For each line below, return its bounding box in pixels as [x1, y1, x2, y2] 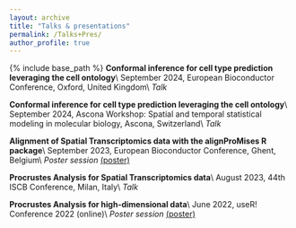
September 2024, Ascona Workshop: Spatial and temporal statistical [9, 109, 262, 119]
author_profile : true [9, 38, 91, 48]
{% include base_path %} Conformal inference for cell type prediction [9, 63, 274, 74]
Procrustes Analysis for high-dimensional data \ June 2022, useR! [9, 199, 257, 210]
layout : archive [9, 13, 70, 22]
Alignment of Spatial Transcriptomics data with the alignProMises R [9, 136, 267, 146]
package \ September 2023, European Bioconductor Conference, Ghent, [9, 145, 276, 156]
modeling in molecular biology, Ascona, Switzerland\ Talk [9, 118, 222, 129]
